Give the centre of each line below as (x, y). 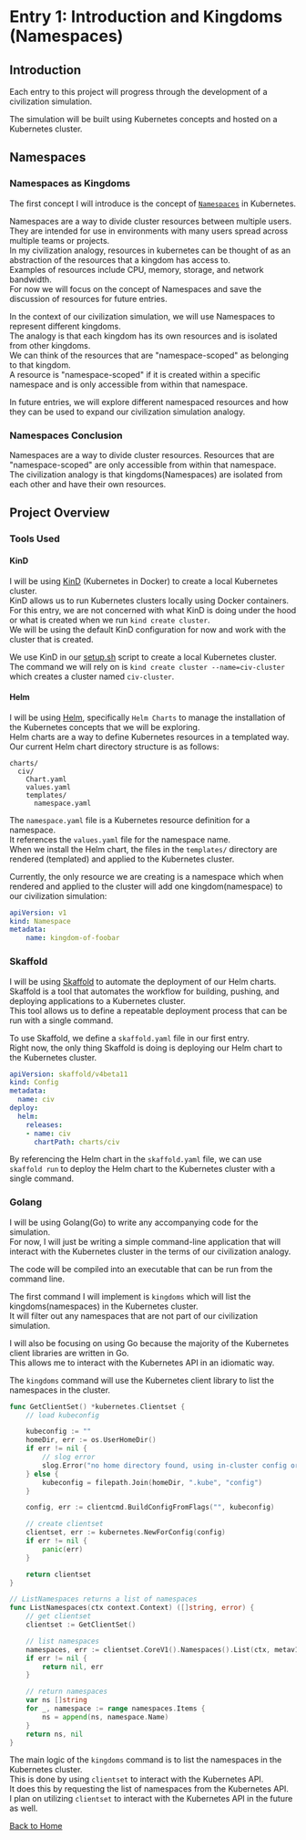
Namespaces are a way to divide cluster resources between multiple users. (151, 221)
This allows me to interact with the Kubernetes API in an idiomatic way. (142, 1363)
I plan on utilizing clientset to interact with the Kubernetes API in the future (151, 1799)
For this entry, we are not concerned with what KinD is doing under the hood (153, 610)
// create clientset (65, 1524)
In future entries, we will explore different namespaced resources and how (149, 402)
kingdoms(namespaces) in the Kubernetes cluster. (104, 1306)
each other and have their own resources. (88, 484)
